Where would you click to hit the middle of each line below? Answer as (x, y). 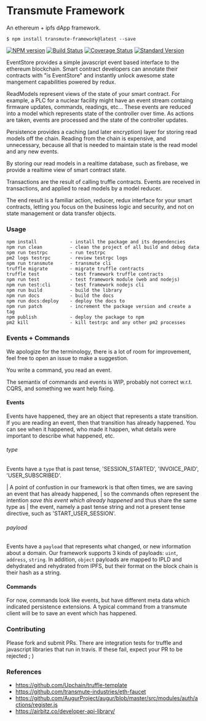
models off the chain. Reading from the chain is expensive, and (86, 138)
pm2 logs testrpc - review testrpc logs (67, 258)
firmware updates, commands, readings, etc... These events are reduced (99, 107)
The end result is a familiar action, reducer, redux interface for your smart (99, 200)
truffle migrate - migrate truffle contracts (75, 269)
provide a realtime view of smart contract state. (66, 170)
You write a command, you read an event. (59, 370)
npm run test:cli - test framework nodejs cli (75, 285)
